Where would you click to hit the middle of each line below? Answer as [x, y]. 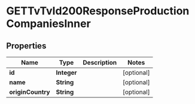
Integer [66, 73]
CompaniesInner [48, 24]
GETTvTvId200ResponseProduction [98, 11]
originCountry [30, 92]
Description [100, 62]
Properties [26, 46]
